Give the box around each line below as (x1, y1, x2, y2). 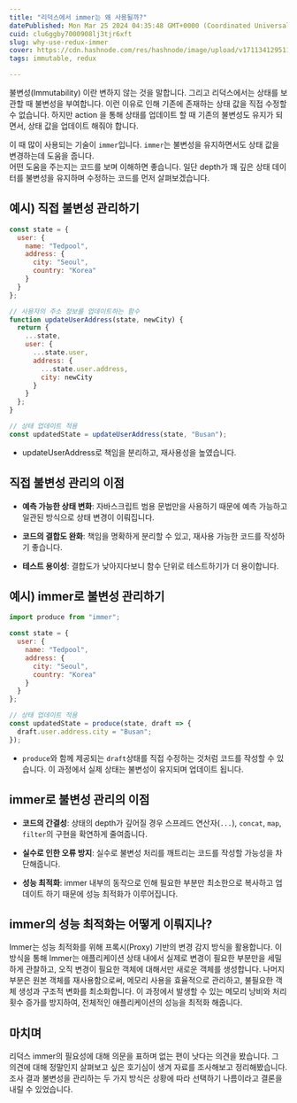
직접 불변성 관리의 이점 (9, 476, 126, 491)
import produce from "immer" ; (9, 613, 121, 622)
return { (17, 323, 49, 332)
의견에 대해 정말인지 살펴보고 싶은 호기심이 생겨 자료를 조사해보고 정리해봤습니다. (9, 1062, 288, 1073)
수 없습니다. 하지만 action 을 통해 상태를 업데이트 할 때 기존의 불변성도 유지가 (9, 110, 274, 120)
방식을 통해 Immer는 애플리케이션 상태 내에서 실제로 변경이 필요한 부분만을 (9, 953, 266, 964)
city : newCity (41, 373, 93, 382)
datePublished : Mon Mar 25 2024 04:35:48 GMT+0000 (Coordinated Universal (9, 21, 291, 30)
